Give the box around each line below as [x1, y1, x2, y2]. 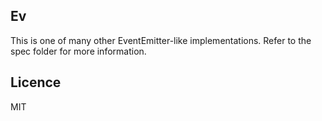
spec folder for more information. [10, 45, 147, 57]
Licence [10, 74, 62, 91]
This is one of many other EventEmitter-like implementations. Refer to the [10, 34, 312, 46]
